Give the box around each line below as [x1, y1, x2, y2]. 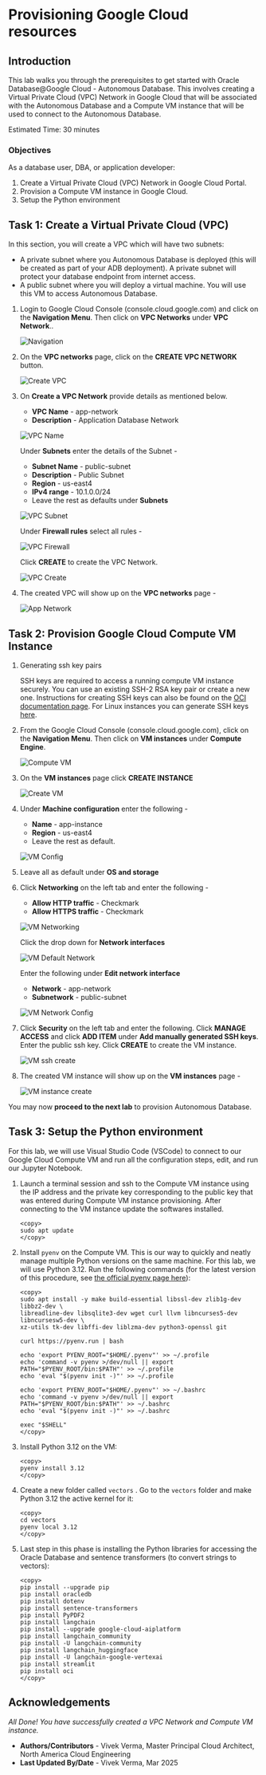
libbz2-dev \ [19, 1302, 64, 1310]
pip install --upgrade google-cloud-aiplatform [19, 1625, 181, 1633]
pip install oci [19, 1667, 74, 1675]
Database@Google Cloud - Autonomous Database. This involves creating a [8, 84, 255, 93]
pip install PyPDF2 [19, 1611, 85, 1620]
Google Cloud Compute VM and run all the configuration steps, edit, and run [8, 1155, 259, 1164]
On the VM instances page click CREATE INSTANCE [19, 773, 194, 782]
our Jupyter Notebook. [8, 1163, 83, 1173]
